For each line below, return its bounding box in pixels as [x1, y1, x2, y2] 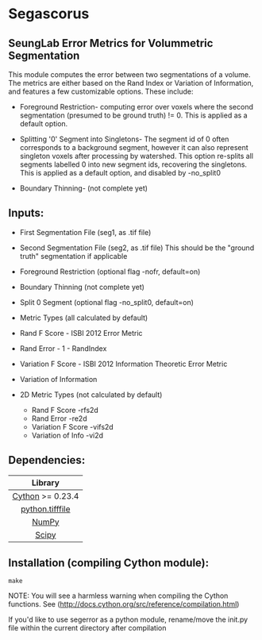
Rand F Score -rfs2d [31, 405, 99, 414]
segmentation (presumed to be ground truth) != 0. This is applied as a [19, 110, 248, 120]
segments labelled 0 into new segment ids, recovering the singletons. [19, 160, 248, 169]
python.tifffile [21, 503, 71, 515]
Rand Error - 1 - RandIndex [19, 343, 107, 353]
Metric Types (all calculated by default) [19, 313, 148, 322]
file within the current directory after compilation [8, 623, 167, 633]
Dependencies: [8, 453, 86, 467]
